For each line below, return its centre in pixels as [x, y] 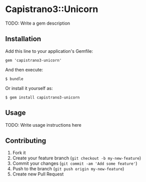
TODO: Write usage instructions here [43, 125]
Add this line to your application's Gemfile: [49, 51]
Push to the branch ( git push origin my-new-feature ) [68, 169]
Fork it [19, 153]
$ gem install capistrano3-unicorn [43, 97]
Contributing [26, 141]
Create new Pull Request [38, 174]
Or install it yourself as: [29, 88]
